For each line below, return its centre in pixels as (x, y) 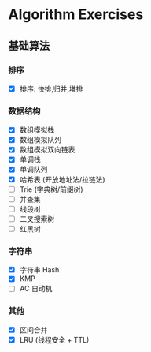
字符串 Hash (39, 270)
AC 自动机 (36, 289)
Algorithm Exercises (76, 15)
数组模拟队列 (40, 140)
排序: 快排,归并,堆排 (51, 88)
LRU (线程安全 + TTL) (54, 339)
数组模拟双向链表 (47, 150)
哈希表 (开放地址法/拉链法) (62, 179)
